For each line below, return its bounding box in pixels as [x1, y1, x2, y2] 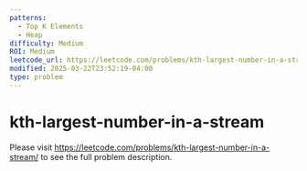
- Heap [17, 30, 43, 39]
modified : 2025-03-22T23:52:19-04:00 [9, 65, 153, 74]
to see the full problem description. [40, 151, 173, 162]
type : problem [9, 73, 64, 82]
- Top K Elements [17, 22, 84, 31]
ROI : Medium [9, 47, 55, 56]
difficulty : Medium [9, 38, 84, 48]
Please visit [9, 142, 53, 153]
